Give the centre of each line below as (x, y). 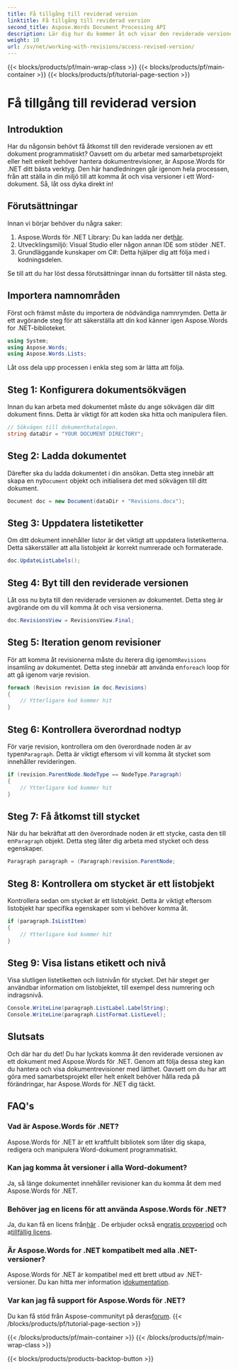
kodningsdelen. (40, 259)
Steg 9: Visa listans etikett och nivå (87, 963)
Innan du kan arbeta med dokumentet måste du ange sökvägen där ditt (111, 407)
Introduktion (35, 129)
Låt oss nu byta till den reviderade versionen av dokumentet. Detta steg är (115, 600)
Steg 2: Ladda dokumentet (67, 456)
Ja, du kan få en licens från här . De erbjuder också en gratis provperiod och (117, 1225)
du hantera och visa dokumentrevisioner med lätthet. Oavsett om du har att (117, 1069)
